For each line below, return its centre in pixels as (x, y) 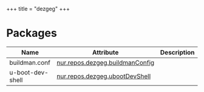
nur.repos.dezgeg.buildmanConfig (106, 62)
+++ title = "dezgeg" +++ (38, 9)
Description (177, 52)
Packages (32, 33)
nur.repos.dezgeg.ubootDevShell (104, 76)
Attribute (105, 52)
